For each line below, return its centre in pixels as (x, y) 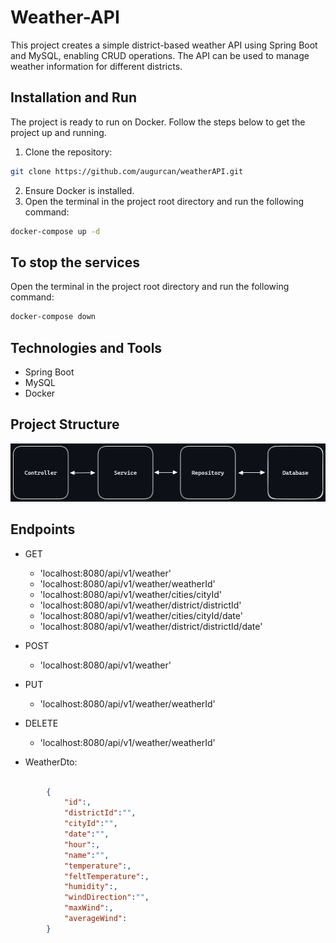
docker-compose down (53, 317)
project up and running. (58, 132)
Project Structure (65, 424)
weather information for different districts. (96, 66)
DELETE (41, 723)
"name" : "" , (86, 855)
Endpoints (43, 529)
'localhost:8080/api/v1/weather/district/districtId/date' (151, 626)
